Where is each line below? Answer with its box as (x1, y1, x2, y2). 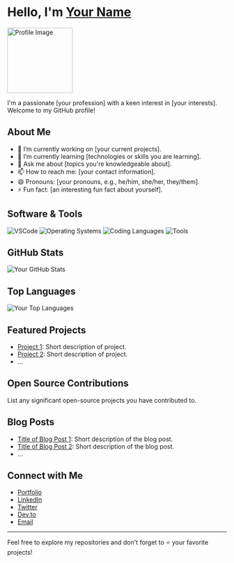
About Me (7, 126, 51, 138)
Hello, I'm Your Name (7, 4, 132, 20)
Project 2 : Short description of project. (17, 350, 128, 358)
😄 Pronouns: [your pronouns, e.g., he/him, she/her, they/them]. (17, 177, 200, 185)
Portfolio (17, 488, 42, 497)
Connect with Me (7, 470, 84, 481)
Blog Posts (7, 416, 55, 429)
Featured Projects (7, 324, 86, 336)
